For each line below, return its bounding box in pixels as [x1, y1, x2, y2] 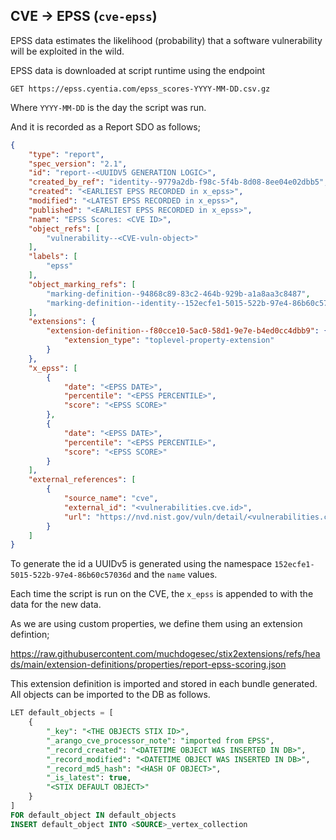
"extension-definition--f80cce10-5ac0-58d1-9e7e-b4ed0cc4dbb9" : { [46, 326, 329, 336]
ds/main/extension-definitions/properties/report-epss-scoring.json [10, 659, 287, 671]
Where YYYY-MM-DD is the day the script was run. [10, 101, 207, 113]
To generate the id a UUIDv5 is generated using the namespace [10, 558, 273, 570]
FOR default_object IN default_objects [10, 810, 177, 820]
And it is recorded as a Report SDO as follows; [10, 120, 201, 133]
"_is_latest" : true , [46, 773, 132, 783]
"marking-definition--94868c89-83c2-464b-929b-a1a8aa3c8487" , [46, 289, 311, 299]
